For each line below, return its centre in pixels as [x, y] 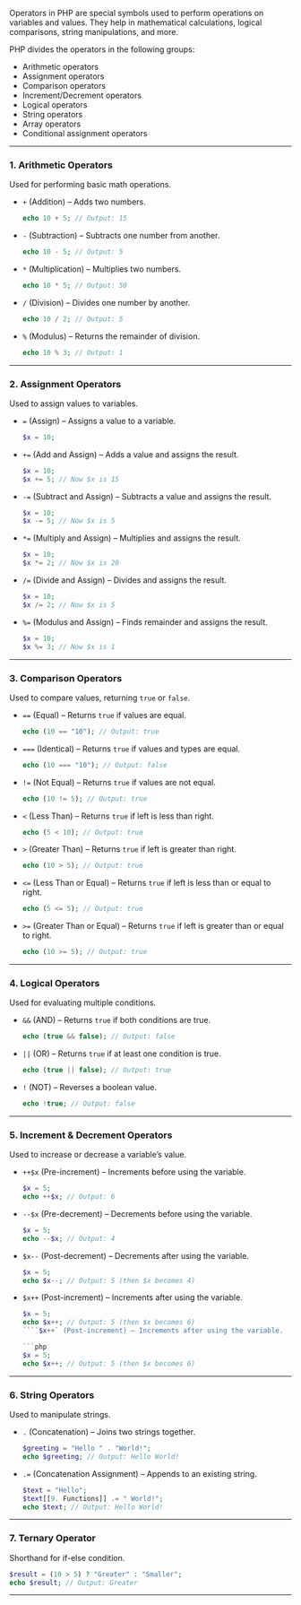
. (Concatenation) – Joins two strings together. [108, 1432]
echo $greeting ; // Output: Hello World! [101, 1456]
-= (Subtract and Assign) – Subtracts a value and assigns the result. [146, 496]
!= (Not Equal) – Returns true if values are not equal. [119, 782]
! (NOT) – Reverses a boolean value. [89, 1088]
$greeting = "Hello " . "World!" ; [86, 1449]
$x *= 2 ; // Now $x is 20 [70, 563]
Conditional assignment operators [85, 133]
